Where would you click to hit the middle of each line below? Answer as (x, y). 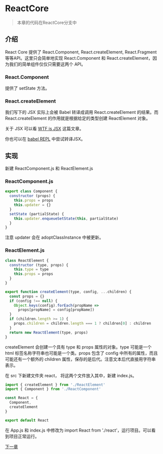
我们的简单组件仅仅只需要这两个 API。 (47, 64)
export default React (27, 420)
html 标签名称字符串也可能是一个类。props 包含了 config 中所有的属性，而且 (81, 353)
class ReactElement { (27, 261)
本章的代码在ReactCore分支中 (47, 22)
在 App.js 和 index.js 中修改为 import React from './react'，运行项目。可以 (78, 430)
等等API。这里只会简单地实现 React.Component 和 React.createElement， (79, 58)
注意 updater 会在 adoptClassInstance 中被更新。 (54, 237)
